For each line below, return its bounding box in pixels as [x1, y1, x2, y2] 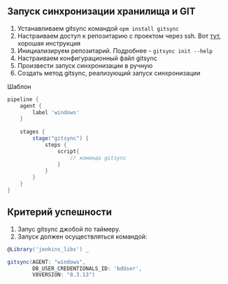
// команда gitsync [69, 154, 127, 162]
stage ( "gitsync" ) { [32, 135, 90, 142]
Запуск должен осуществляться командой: [17, 232, 148, 241]
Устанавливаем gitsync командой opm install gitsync [17, 24, 180, 32]
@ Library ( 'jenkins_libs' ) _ [7, 246, 90, 253]
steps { [44, 141, 68, 148]
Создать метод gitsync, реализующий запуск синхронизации [17, 69, 201, 77]
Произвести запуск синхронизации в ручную [17, 61, 153, 69]
